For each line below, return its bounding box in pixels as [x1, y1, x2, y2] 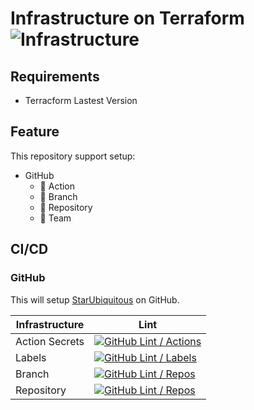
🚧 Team [39, 212, 72, 224]
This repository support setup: [10, 150, 136, 162]
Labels [15, 350, 47, 364]
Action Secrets [15, 334, 85, 348]
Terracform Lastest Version [24, 95, 138, 106]
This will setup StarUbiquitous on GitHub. [10, 293, 180, 306]
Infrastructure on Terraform [10, 7, 245, 30]
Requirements [10, 68, 100, 85]
